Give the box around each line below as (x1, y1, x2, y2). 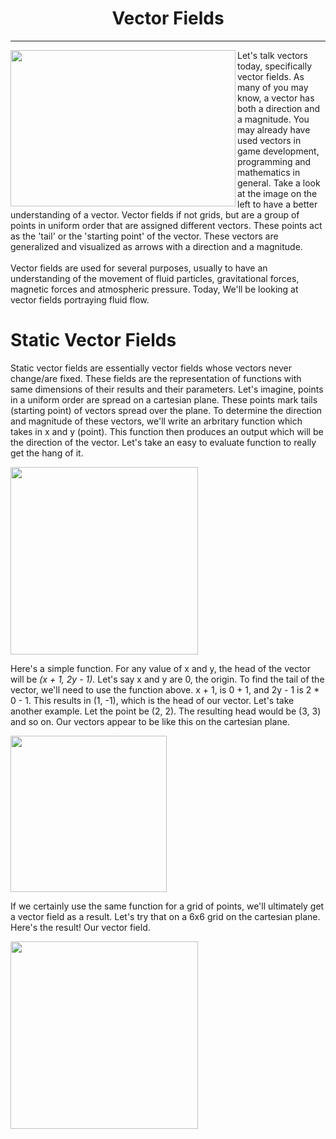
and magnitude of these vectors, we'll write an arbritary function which (10, 415, 303, 427)
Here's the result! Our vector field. (10, 921, 151, 933)
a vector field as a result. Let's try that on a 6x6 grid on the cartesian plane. (10, 910, 321, 922)
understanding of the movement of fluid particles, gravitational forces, (10, 272, 300, 284)
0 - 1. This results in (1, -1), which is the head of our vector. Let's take (10, 694, 295, 706)
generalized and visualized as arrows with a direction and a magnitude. (10, 240, 303, 252)
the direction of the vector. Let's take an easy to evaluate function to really (10, 436, 317, 448)
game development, (237, 145, 320, 157)
